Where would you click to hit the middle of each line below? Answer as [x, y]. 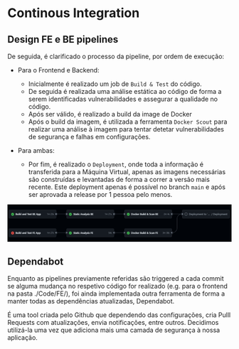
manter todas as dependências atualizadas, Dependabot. [91, 301]
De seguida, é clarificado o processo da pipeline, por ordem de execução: [116, 56]
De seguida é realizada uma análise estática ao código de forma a [125, 91]
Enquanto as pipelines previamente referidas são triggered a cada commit [116, 279]
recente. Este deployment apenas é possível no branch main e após [127, 187]
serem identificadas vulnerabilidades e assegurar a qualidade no [123, 99]
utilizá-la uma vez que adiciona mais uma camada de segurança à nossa [114, 330]
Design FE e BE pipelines [63, 39]
